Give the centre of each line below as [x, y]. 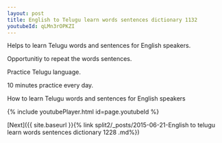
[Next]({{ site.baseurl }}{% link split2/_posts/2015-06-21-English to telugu [111, 125]
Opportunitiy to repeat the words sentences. [70, 59]
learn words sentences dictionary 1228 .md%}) [73, 132]
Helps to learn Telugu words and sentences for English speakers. [99, 46]
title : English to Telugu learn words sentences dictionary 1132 [102, 20]
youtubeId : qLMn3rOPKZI [41, 26]
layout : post [26, 13]
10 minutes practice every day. [50, 86]
